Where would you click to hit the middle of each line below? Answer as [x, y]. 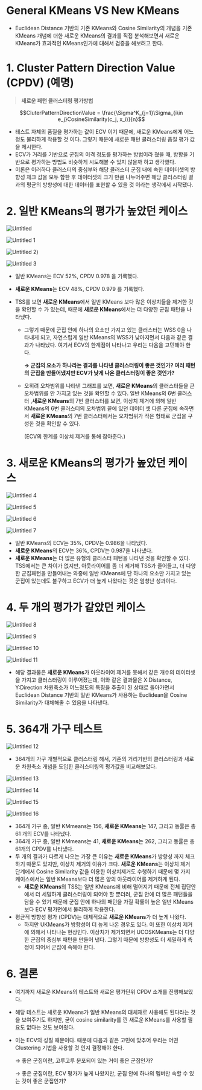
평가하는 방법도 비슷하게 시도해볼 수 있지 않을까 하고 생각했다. [103, 162]
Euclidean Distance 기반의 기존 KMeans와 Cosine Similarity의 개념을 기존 [103, 28]
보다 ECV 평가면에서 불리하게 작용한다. [70, 909]
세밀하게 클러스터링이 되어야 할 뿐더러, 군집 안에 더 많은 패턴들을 [117, 894]
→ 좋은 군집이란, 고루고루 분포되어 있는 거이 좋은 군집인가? [84, 1060]
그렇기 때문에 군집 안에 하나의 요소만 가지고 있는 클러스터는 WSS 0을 [105, 330]
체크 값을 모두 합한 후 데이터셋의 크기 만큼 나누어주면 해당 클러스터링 [107, 177]
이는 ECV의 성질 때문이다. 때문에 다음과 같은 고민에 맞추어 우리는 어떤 [97, 1040]
